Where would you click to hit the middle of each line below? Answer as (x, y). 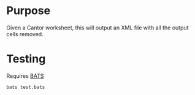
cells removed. (25, 34)
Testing (26, 59)
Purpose (29, 11)
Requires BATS (25, 76)
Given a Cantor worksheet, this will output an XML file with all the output (97, 28)
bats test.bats (26, 87)
